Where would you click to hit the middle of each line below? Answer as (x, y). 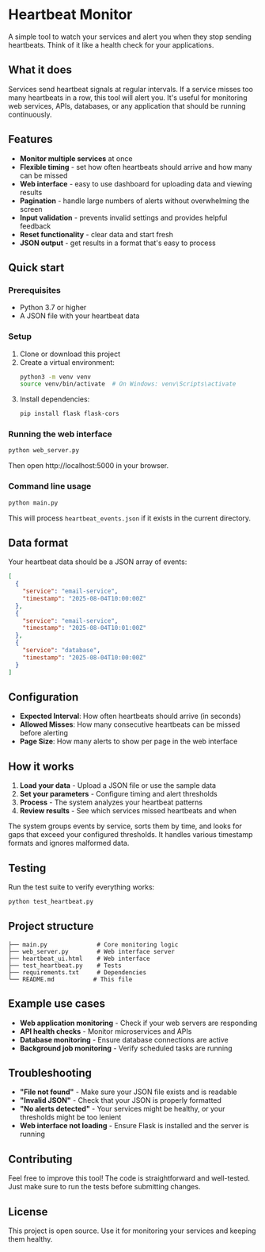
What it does (40, 70)
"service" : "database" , (62, 651)
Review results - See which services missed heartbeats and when (128, 811)
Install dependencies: (55, 399)
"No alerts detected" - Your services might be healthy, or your (122, 1109)
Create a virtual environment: (67, 362)
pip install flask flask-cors (70, 414)
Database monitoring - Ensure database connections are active (124, 1039)
